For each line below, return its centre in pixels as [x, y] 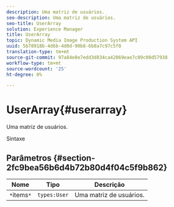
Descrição [110, 185]
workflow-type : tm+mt [34, 63]
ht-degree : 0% [24, 74]
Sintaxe [16, 139]
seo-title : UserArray [34, 23]
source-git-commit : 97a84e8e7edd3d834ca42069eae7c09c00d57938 [87, 57]
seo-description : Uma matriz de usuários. [61, 18]
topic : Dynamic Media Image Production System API [72, 40]
